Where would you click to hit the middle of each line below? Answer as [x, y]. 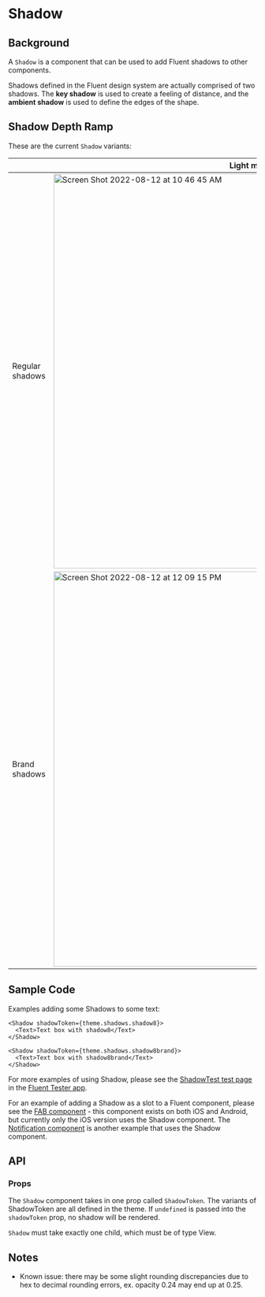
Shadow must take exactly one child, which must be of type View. [112, 1233]
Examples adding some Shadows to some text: [84, 1008]
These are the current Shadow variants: [70, 146]
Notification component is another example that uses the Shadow [114, 1127]
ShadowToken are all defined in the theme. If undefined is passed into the [127, 1209]
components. [30, 70]
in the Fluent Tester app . [48, 1087]
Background [39, 43]
